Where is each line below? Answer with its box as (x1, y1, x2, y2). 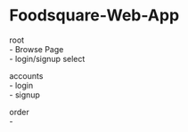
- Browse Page (9, 43, 64, 54)
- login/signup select (9, 53, 86, 64)
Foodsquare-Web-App (9, 5, 180, 26)
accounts (9, 70, 44, 81)
